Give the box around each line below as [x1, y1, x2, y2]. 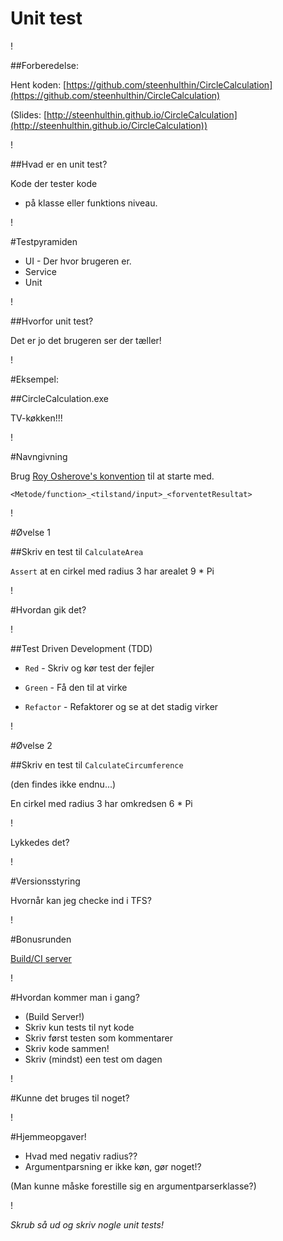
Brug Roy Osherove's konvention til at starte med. [10, 470, 215, 482]
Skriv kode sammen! [24, 1042, 110, 1054]
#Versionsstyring [10, 875, 81, 887]
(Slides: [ [10, 108, 48, 121]
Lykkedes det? [10, 836, 70, 848]
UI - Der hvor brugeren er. [24, 255, 132, 267]
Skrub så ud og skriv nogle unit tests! [10, 1218, 164, 1231]
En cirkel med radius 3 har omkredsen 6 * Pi [10, 797, 193, 809]
